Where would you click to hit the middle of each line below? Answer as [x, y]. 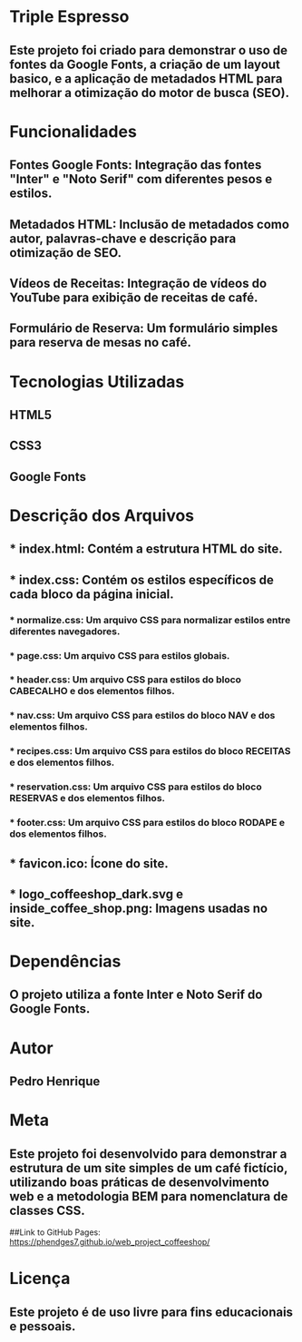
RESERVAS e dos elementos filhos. [88, 798]
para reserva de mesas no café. [101, 343]
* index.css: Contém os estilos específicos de [142, 579]
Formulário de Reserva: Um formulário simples [144, 328]
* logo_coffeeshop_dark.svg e [97, 894]
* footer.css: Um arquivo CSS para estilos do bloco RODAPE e [147, 823]
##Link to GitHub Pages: [55, 1232]
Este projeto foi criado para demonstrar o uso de [149, 50]
